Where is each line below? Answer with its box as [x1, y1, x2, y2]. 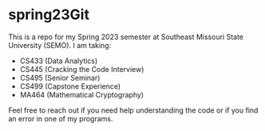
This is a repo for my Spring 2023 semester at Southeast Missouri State [8, 32, 243, 42]
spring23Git [8, 6, 90, 24]
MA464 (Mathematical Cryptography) [19, 89, 144, 99]
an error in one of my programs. [8, 113, 113, 123]
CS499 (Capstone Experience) [19, 81, 121, 91]
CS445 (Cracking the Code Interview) [19, 64, 144, 73]
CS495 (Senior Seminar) [19, 73, 101, 82]
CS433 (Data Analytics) [19, 56, 98, 65]
